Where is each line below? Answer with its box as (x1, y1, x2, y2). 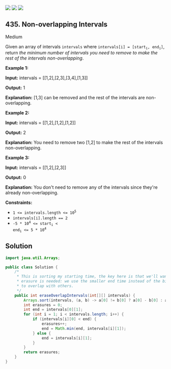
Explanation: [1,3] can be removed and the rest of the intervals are (5, 95, 145, 101)
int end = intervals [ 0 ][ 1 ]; (23, 307, 83, 313)
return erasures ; (23, 350, 60, 355)
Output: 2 (5, 130, 26, 136)
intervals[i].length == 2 (12, 216, 68, 221)
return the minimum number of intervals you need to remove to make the (5, 50, 158, 56)
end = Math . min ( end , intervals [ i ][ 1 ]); (41, 326, 126, 331)
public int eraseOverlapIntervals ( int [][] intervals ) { (14, 293, 136, 298)
